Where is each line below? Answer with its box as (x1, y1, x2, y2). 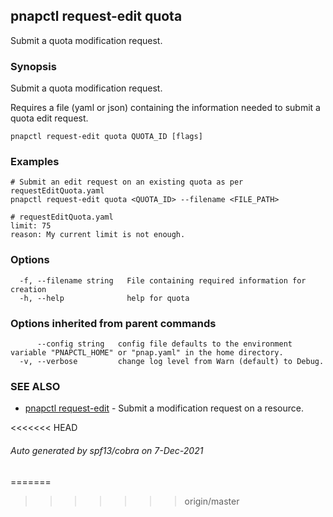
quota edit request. (10, 112, 89, 124)
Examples (10, 155, 60, 169)
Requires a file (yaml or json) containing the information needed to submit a (10, 102, 321, 114)
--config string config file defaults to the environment (36, 339, 293, 349)
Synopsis (10, 59, 57, 73)
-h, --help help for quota (19, 293, 190, 303)
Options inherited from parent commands (10, 316, 217, 330)
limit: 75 (10, 221, 52, 231)
